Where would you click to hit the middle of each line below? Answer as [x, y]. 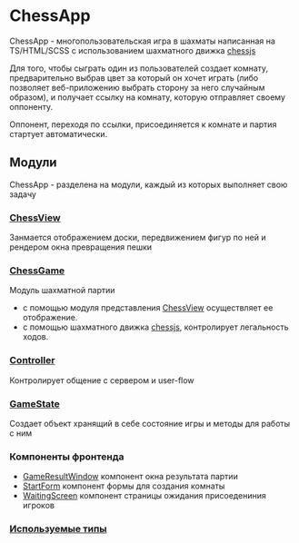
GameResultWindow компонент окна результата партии [130, 477]
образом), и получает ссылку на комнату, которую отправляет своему [148, 97]
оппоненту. [31, 106]
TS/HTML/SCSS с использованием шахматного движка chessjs [133, 50]
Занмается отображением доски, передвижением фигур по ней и [138, 238]
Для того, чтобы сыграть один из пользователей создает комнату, [139, 68]
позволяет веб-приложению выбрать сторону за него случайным [137, 87]
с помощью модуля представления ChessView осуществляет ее [148, 308]
